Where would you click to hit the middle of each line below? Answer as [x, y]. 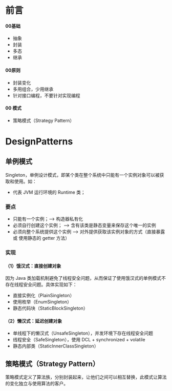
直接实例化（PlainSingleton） [44, 296]
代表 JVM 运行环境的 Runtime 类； [49, 192]
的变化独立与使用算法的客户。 [37, 384]
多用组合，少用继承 [33, 89]
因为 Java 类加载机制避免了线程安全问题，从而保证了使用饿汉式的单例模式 [83, 278]
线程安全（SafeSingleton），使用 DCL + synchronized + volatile [79, 340]
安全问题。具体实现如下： [50, 284]
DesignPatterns [39, 141]
